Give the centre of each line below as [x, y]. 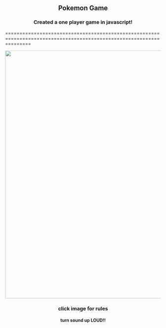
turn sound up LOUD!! [83, 320]
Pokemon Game [83, 8]
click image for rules [83, 308]
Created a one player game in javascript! [83, 22]
